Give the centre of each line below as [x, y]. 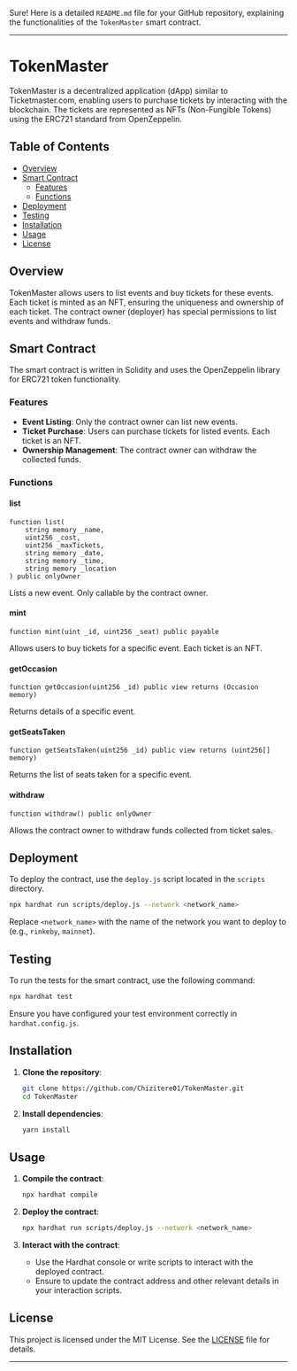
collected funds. [51, 459]
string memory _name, [65, 530]
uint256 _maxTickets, [65, 545]
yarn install [46, 1130]
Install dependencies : [62, 1113]
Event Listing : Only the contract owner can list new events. [130, 422]
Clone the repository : [62, 1072]
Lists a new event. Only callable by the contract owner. [109, 593]
